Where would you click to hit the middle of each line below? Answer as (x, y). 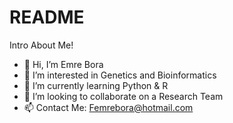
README (47, 17)
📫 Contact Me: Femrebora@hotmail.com (108, 107)
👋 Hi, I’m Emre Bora (63, 64)
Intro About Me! (41, 45)
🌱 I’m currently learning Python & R (96, 85)
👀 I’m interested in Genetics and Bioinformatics (120, 75)
